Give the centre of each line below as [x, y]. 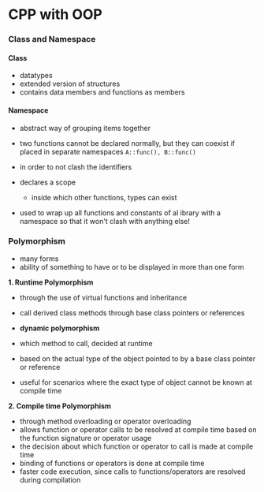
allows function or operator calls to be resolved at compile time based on [138, 429]
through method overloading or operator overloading [105, 421]
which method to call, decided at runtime [86, 343]
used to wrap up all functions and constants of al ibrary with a [120, 212]
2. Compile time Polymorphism [60, 406]
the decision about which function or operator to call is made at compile [136, 446]
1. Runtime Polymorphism [51, 282]
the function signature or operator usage [86, 438]
